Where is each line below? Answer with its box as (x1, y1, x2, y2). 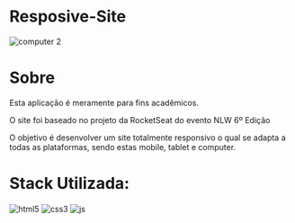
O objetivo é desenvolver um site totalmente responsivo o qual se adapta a (9, 132, 286, 143)
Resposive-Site (9, 6, 127, 27)
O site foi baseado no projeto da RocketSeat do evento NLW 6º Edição (9, 114, 271, 125)
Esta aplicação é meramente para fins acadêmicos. (9, 97, 200, 108)
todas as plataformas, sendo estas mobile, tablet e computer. (9, 141, 237, 152)
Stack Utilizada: (9, 174, 130, 194)
